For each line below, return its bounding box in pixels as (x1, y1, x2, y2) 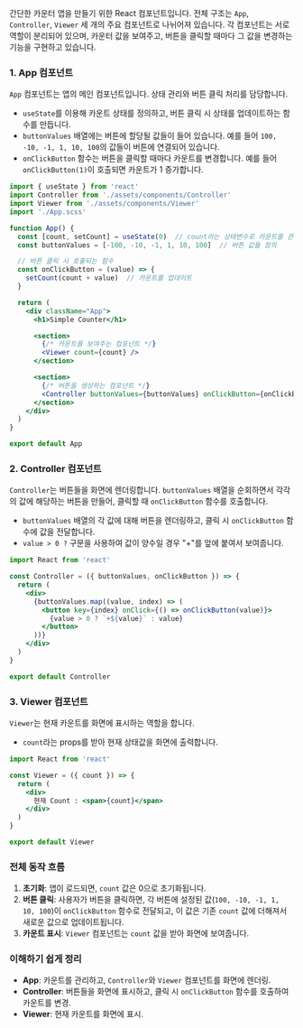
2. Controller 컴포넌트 (9, 462, 102, 475)
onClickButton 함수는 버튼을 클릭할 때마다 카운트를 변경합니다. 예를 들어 (22, 153, 278, 164)
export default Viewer (9, 838, 95, 847)
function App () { (9, 224, 75, 233)
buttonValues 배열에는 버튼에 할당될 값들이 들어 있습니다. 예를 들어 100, (22, 130, 278, 142)
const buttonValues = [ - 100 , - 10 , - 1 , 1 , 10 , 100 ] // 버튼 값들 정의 (17, 240, 277, 250)
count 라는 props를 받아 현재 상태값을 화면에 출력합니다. (22, 736, 218, 747)
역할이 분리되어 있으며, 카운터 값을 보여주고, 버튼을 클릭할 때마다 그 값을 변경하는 (9, 31, 293, 41)
